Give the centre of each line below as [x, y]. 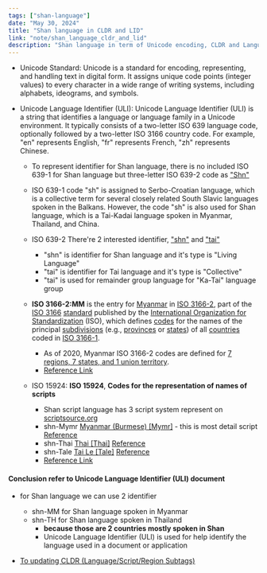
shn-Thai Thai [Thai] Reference [95, 443]
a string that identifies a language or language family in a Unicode [128, 117]
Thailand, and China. [65, 224]
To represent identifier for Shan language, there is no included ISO [140, 166]
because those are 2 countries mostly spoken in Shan [134, 528]
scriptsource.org [70, 418]
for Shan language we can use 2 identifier [88, 496]
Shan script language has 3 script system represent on [133, 410]
